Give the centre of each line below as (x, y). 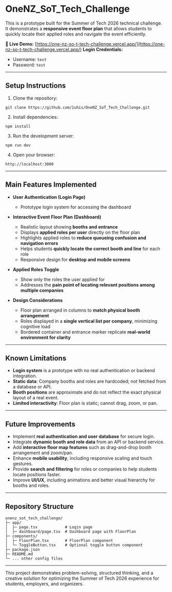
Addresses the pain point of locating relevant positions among (88, 284)
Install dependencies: (35, 117)
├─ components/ (21, 536)
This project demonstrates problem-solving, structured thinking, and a (79, 573)
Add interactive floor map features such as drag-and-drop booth (82, 447)
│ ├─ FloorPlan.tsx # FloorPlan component (59, 541)
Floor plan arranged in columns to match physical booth (80, 310)
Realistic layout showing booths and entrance (69, 227)
